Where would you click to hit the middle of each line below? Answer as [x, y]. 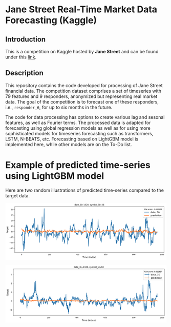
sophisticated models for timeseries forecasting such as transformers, [79, 133]
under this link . [21, 57]
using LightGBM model [55, 176]
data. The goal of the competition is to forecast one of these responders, [82, 101]
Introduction [26, 39]
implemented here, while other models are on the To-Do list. [69, 144]
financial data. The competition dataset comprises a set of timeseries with [83, 91]
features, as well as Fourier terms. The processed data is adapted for [78, 122]
